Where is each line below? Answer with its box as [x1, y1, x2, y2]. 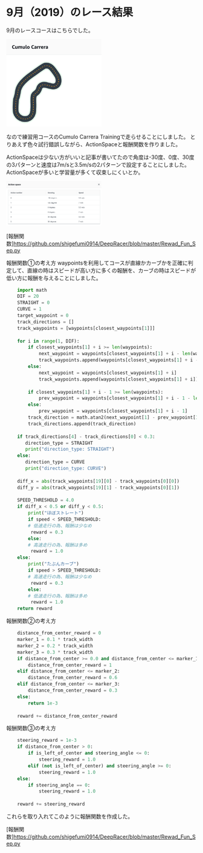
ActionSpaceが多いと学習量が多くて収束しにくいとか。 [6, 169, 144, 176]
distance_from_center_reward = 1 [28, 662, 112, 668]
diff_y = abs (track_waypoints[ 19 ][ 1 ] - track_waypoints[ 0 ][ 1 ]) [17, 484, 180, 491]
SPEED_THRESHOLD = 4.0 [17, 497, 74, 503]
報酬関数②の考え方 [6, 617, 56, 625]
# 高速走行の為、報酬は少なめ [28, 573, 92, 580]
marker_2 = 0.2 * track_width [17, 643, 94, 649]
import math [17, 287, 47, 293]
